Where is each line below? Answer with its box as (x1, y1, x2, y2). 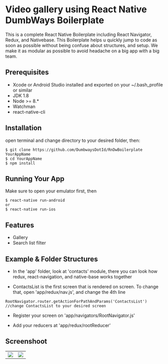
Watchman (12, 103, 36, 110)
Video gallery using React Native (5, 4, 147, 15)
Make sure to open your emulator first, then (5, 188, 97, 194)
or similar (12, 87, 33, 93)
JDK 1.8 (12, 92, 29, 98)
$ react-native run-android (5, 198, 65, 203)
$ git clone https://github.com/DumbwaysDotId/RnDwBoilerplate (5, 147, 143, 152)
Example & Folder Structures (5, 254, 98, 263)
